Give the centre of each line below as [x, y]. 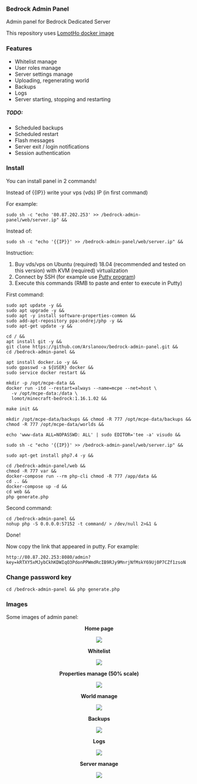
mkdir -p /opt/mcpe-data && [41, 383]
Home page [99, 628]
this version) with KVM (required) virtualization [71, 270]
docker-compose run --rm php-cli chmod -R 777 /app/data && [82, 476]
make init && [22, 409]
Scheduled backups [39, 128]
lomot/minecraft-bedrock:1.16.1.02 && [59, 398]
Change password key [39, 577]
